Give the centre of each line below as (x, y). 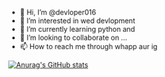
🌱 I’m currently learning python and (77, 29)
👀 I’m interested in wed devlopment (77, 21)
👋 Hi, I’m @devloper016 (58, 12)
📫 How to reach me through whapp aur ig (88, 46)
